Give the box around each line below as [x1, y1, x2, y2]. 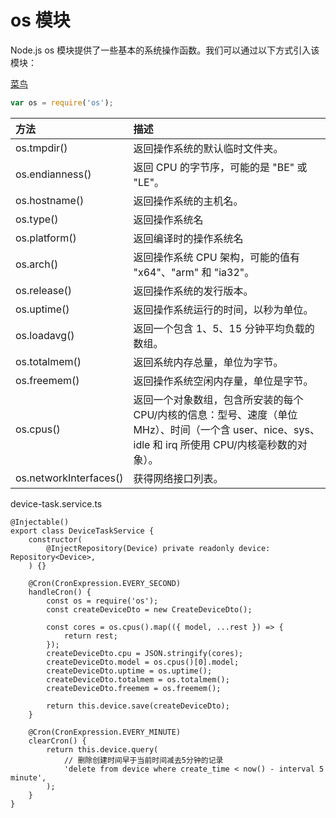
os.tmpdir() [15, 141, 68, 155]
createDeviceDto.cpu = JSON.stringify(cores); [46, 648, 244, 658]
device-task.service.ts [10, 497, 103, 510]
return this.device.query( [46, 744, 159, 755]
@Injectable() [10, 517, 70, 527]
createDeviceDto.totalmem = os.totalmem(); [46, 674, 230, 685]
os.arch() [15, 257, 59, 271]
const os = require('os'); [46, 596, 159, 606]
